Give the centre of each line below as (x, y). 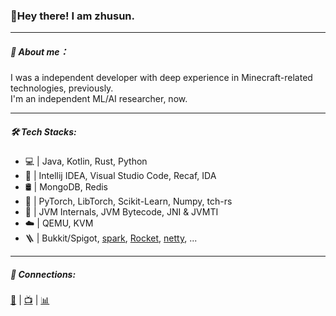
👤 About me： (39, 51)
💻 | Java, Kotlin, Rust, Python (86, 161)
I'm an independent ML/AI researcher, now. (99, 99)
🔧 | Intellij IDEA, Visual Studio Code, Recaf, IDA (120, 176)
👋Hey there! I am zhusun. (73, 16)
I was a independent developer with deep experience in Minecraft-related (161, 78)
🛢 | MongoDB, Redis (66, 187)
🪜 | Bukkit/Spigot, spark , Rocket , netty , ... (111, 238)
